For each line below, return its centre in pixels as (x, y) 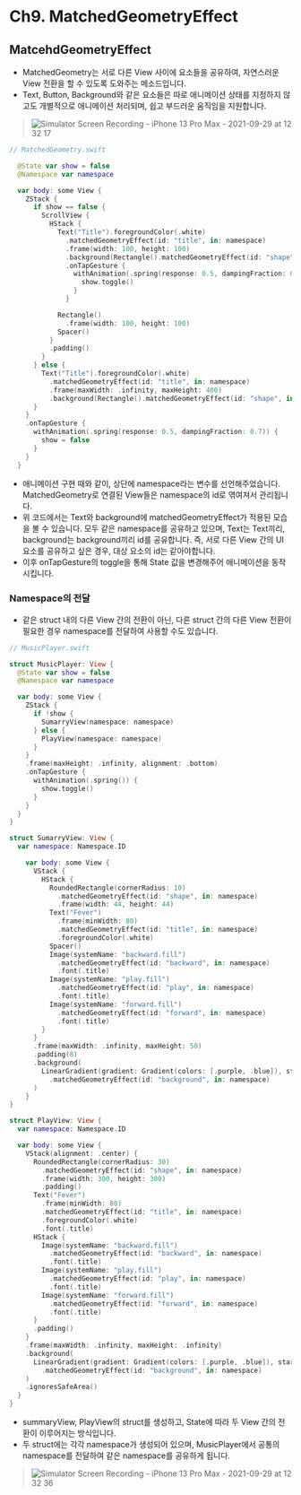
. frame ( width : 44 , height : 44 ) (116, 904)
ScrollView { (66, 216)
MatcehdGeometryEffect (81, 50)
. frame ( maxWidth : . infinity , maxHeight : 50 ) (117, 1047)
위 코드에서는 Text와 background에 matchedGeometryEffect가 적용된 (146, 517)
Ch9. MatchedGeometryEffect (124, 17)
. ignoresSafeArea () (62, 1387)
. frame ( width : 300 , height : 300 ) (104, 1178)
